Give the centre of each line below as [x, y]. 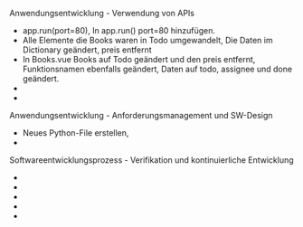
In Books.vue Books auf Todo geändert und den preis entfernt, [139, 59]
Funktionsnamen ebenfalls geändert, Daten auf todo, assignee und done [157, 69]
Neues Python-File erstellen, [76, 133]
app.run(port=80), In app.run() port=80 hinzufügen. [118, 30]
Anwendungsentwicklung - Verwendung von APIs [102, 13]
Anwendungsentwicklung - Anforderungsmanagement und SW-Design [141, 115]
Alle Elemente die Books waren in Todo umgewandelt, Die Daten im [147, 40]
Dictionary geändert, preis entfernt [87, 50]
